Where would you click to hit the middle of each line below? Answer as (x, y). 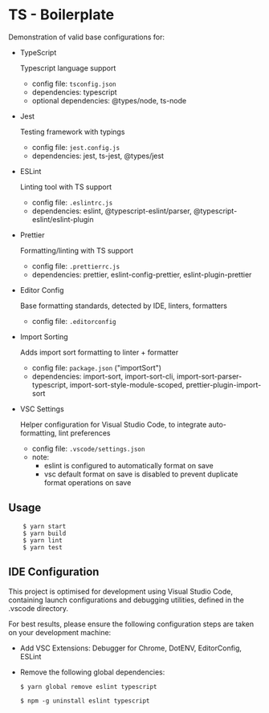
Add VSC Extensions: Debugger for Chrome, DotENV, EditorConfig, (131, 648)
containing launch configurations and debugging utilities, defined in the (126, 600)
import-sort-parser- (209, 376)
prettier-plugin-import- (224, 385)
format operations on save (88, 482)
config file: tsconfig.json (74, 83)
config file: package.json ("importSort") (97, 367)
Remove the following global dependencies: (92, 672)
